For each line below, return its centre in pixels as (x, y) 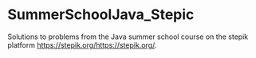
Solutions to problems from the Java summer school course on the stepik (128, 37)
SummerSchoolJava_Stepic (101, 15)
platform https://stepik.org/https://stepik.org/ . (82, 44)
